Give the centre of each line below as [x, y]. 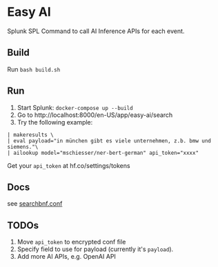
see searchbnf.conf [35, 204]
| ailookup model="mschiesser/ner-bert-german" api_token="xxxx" [103, 153]
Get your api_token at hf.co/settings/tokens [69, 165]
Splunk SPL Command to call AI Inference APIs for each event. [96, 31]
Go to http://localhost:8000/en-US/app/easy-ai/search [95, 115]
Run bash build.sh [34, 69]
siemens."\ [23, 147]
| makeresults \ [30, 135]
